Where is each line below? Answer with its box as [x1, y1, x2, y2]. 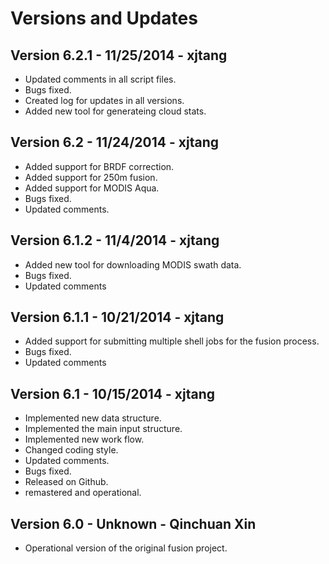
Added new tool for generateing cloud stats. [24, 105, 207, 117]
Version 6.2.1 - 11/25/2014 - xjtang [10, 47, 228, 64]
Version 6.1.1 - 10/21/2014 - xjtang [10, 309, 225, 326]
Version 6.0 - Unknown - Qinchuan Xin [10, 515, 257, 532]
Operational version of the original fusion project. [24, 542, 228, 554]
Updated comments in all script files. [24, 73, 177, 85]
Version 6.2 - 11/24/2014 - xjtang [10, 134, 219, 151]
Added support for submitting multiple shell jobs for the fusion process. [24, 335, 320, 347]
